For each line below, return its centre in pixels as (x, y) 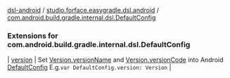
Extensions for (33, 36)
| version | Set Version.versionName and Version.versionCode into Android (115, 60)
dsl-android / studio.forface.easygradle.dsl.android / (83, 10)
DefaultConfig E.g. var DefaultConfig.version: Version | (89, 67)
